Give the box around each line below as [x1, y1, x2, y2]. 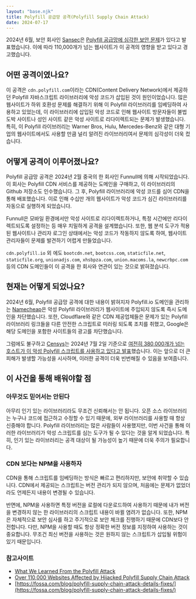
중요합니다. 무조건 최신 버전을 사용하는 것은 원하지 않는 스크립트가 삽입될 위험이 [6, 530, 187, 537]
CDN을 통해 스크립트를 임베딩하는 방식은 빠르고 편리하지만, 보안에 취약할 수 [6, 474, 178, 481]
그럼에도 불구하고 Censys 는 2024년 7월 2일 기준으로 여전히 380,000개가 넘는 [6, 340, 185, 347]
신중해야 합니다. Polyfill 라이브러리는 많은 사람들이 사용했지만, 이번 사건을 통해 [6, 421, 184, 428]
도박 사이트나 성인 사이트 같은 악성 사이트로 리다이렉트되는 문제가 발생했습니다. [6, 115, 186, 123]
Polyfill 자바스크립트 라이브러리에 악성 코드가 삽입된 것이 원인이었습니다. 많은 [12, 94, 188, 101]
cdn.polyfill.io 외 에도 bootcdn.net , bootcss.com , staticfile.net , [6, 250, 166, 256]
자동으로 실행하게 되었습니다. [6, 203, 72, 209]
